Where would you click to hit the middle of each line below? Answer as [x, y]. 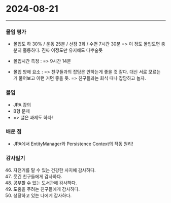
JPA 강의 [22, 105]
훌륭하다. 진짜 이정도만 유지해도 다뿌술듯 [63, 50]
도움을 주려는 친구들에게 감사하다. [46, 189]
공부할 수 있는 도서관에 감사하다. [45, 183]
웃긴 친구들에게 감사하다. [38, 177]
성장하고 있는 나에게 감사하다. [42, 195]
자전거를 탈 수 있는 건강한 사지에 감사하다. [54, 170]
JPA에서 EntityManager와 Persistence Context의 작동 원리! [73, 144]
